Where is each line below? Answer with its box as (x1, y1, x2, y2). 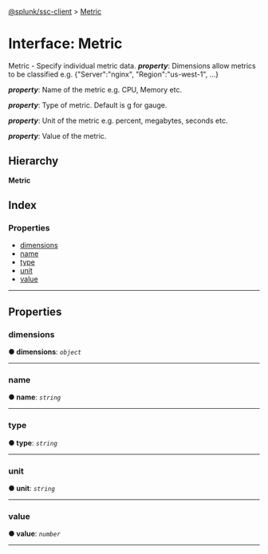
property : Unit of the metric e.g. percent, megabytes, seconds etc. (8, 116, 228, 125)
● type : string (8, 438, 58, 447)
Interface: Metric (8, 35, 123, 53)
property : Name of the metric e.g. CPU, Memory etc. (8, 84, 182, 94)
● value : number (8, 529, 61, 539)
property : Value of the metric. (8, 131, 107, 140)
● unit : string (8, 484, 56, 493)
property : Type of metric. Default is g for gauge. (8, 100, 167, 110)
